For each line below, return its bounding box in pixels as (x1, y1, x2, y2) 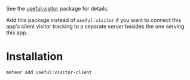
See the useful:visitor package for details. (6, 5, 109, 12)
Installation (6, 50, 63, 63)
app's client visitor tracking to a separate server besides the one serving (6, 23, 185, 30)
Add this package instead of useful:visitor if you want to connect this (6, 17, 181, 23)
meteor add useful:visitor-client (6, 69, 93, 75)
